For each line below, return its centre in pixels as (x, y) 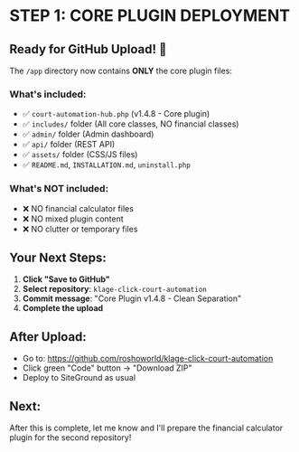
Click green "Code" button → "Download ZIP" (107, 368)
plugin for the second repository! (70, 438)
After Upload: (48, 337)
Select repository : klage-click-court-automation (115, 289)
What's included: (48, 94)
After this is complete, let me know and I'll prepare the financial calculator (146, 428)
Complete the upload (63, 308)
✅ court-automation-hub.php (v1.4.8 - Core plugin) (116, 114)
